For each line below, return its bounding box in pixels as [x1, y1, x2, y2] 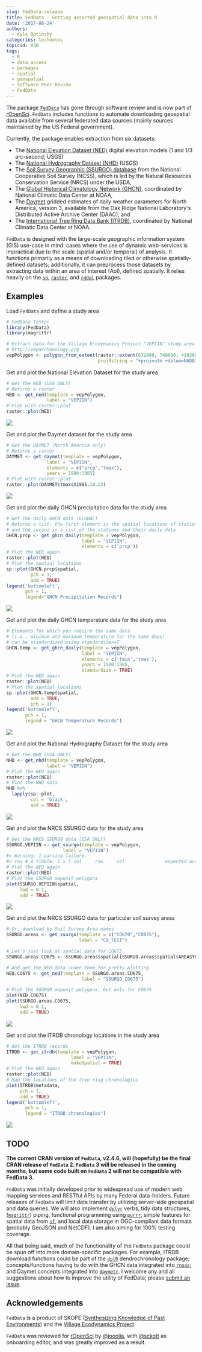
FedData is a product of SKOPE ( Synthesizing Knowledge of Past [6, 1314, 165, 1321]
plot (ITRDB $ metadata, [6, 1082, 61, 1088]
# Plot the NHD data [6, 780, 58, 786]
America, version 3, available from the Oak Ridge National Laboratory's [14, 204, 191, 211]
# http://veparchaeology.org [6, 346, 79, 353]
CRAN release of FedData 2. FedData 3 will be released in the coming [6, 1161, 177, 1168]
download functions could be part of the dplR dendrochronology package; [6, 1255, 190, 1262]
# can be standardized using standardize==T [6, 639, 120, 645]
